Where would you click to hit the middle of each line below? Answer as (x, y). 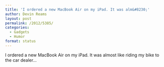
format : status (21, 41)
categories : (17, 28)
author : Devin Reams (26, 14)
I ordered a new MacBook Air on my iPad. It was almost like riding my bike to (82, 55)
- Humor (17, 37)
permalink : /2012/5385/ (29, 23)
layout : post (18, 18)
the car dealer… (21, 60)
